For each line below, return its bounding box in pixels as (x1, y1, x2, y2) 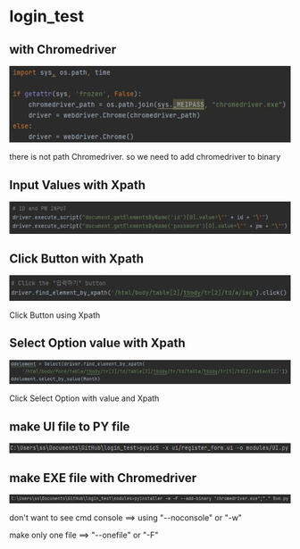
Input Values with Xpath (9, 177, 146, 193)
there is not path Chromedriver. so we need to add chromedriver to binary (9, 152, 281, 162)
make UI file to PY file (9, 419, 130, 434)
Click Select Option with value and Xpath (9, 393, 160, 403)
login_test (9, 6, 85, 27)
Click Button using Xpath (9, 310, 101, 320)
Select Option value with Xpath (9, 336, 186, 351)
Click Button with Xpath (9, 251, 145, 266)
